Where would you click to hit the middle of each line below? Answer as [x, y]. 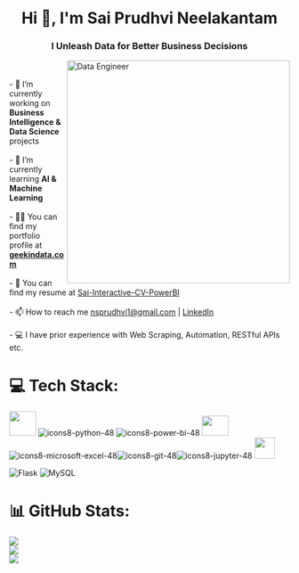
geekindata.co [36, 255]
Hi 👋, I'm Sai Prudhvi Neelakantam [149, 18]
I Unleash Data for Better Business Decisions [149, 46]
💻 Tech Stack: [64, 385]
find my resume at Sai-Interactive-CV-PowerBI [94, 292]
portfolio [25, 236]
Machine [26, 188]
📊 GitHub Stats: [70, 511]
